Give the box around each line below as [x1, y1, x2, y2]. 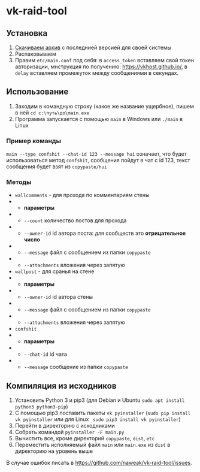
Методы [6, 178, 32, 186]
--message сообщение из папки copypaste [23, 364, 129, 371]
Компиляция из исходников [6, 380, 117, 391]
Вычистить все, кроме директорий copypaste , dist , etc [14, 435, 155, 442]
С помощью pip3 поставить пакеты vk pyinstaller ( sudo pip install [14, 409, 191, 417]
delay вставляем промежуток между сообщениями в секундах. [14, 69, 178, 76]
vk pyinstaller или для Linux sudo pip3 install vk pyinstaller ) [14, 416, 181, 423]
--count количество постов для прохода [23, 217, 127, 224]
